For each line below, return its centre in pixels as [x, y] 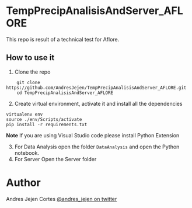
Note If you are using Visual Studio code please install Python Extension [93, 135]
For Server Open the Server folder [55, 159]
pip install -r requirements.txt [47, 124]
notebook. [27, 152]
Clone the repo [32, 72]
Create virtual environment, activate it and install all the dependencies [98, 103]
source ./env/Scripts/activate [44, 119]
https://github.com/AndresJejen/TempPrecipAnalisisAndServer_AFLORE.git [96, 88]
